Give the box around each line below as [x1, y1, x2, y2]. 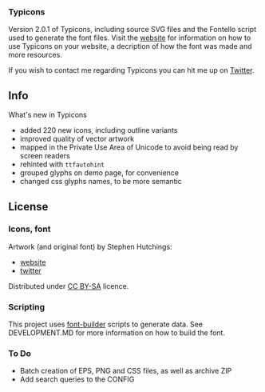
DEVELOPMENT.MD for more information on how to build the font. [8, 328, 226, 338]
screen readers [19, 151, 70, 161]
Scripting [8, 301, 45, 312]
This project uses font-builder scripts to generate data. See [8, 319, 204, 330]
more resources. [8, 50, 62, 60]
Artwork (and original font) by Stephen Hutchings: [8, 242, 173, 251]
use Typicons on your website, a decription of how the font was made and [8, 42, 252, 51]
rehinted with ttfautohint [19, 159, 105, 170]
